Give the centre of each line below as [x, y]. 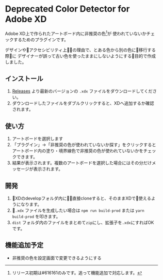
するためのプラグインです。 [41, 39]
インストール [24, 78]
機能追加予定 [24, 245]
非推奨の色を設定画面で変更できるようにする [57, 258]
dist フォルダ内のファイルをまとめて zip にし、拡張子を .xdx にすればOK [83, 223]
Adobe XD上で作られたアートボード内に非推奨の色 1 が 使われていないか [76, 33]
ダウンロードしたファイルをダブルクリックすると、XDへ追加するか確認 [83, 103]
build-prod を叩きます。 [36, 217]
